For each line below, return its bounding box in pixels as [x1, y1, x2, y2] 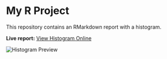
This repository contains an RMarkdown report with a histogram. [6, 23, 162, 30]
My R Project [6, 4, 69, 18]
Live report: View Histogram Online [6, 34, 92, 41]
